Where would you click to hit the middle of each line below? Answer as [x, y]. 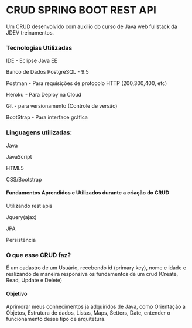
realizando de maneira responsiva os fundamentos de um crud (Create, [92, 274]
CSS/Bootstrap [24, 179]
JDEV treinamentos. [30, 32]
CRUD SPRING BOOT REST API [81, 10]
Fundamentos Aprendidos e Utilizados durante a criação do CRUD [88, 193]
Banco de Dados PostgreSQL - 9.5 [47, 72]
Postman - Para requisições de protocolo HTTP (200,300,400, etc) [87, 83]
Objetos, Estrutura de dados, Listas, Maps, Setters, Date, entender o [88, 313]
